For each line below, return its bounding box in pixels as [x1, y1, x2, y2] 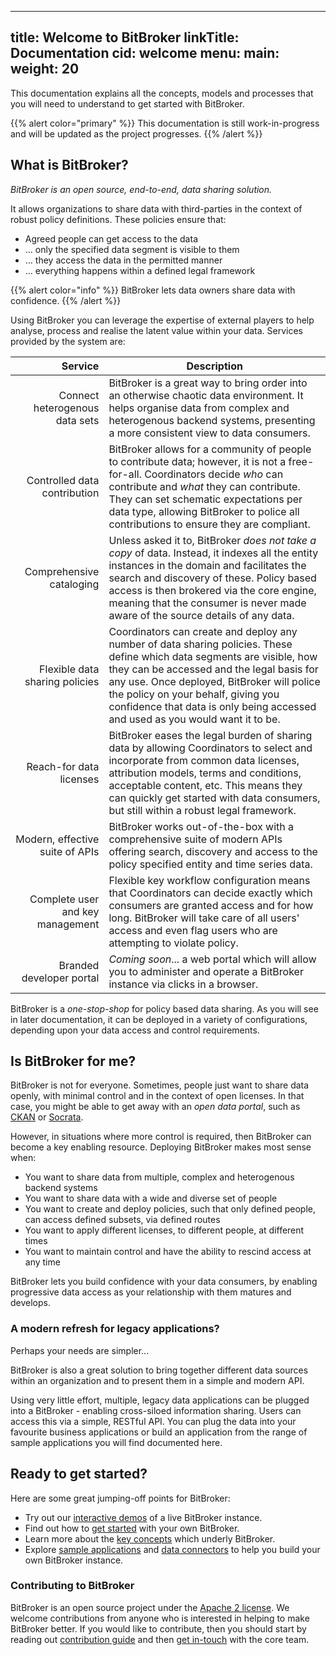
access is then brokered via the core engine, [108, 583, 317, 597]
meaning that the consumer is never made [108, 596, 307, 610]
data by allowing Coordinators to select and [108, 741, 313, 755]
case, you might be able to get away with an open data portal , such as [10, 1101, 301, 1113]
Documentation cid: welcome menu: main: [10, 45, 280, 62]
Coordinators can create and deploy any [108, 624, 298, 638]
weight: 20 [10, 61, 80, 78]
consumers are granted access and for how [108, 898, 314, 912]
